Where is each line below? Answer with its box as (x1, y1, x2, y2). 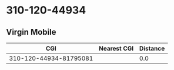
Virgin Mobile (6, 27, 56, 37)
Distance (139, 45, 165, 52)
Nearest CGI (99, 45, 134, 52)
